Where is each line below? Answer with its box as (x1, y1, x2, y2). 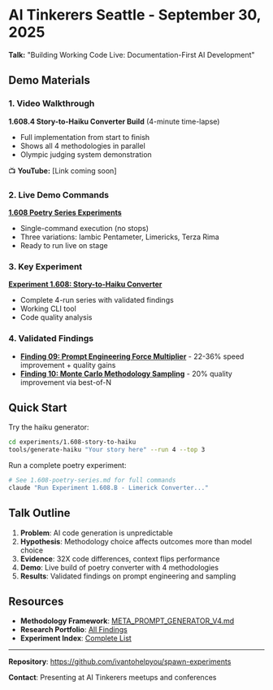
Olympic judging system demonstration (19, 149, 152, 159)
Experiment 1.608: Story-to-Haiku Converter (8, 279, 162, 290)
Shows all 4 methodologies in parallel (19, 141, 146, 151)
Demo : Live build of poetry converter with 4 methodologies (19, 562, 219, 572)
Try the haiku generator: (8, 422, 89, 432)
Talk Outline (8, 506, 71, 520)
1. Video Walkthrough (8, 98, 95, 109)
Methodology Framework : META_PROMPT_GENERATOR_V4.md (19, 616, 235, 626)
